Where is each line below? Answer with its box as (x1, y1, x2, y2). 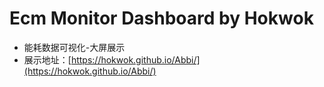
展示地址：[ (23, 53, 72, 66)
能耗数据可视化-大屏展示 (23, 41, 126, 53)
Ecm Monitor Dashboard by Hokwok (9, 7, 314, 30)
